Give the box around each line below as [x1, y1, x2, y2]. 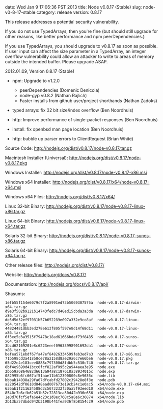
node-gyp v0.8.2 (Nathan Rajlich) [19, 93, 87, 98]
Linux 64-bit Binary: [5, 218, 46, 224]
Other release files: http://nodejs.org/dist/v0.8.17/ [5, 262, 105, 268]
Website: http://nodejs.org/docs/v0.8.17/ [5, 272, 86, 277]
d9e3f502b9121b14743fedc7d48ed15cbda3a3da [5, 309, 93, 314]
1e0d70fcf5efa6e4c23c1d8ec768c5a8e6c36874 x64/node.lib [5, 395, 124, 400]
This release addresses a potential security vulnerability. [5, 19, 119, 25]
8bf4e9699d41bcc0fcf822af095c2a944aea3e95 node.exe [5, 365, 115, 370]
